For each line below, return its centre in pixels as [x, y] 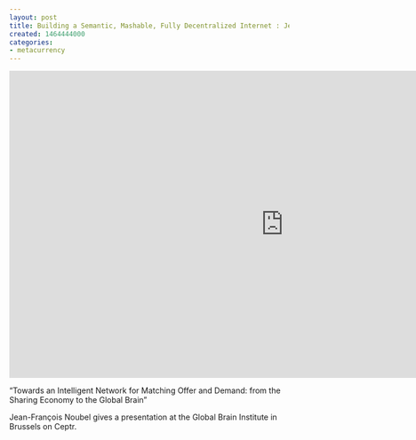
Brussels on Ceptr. [43, 427]
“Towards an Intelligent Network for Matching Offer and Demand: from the [145, 390]
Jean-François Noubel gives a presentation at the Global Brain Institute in [143, 417]
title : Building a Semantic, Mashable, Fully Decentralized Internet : [144, 26]
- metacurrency [37, 51]
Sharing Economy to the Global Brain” [78, 400]
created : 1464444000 [48, 34]
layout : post [33, 17]
